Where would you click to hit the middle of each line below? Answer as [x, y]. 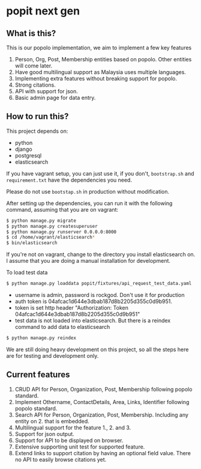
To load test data [27, 272]
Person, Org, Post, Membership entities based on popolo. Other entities [103, 59]
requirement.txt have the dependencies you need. [69, 180]
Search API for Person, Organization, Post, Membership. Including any [102, 415]
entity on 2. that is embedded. [52, 421]
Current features [38, 375]
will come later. [34, 66]
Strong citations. [35, 85]
